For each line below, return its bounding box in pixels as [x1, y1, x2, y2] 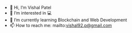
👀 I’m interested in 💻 [9, 10, 52, 16]
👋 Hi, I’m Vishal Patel [9, 5, 51, 10]
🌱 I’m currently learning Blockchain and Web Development [9, 17, 127, 23]
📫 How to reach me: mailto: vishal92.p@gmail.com [9, 22, 112, 28]
